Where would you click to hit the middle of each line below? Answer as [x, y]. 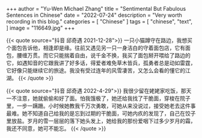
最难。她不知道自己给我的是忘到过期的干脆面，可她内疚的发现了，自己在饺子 [101, 113]
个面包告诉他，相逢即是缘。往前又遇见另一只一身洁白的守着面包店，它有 [96, 48]
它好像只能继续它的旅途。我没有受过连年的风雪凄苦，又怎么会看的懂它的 [96, 71]
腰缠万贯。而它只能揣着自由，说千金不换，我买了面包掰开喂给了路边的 [103, 55]
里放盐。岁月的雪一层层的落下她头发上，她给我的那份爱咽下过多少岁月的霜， [101, 121]
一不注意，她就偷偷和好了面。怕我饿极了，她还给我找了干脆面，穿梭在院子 [98, 98]
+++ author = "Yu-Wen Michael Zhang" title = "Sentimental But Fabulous [96, 9]
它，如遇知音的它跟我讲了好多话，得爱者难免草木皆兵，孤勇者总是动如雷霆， [101, 63]
